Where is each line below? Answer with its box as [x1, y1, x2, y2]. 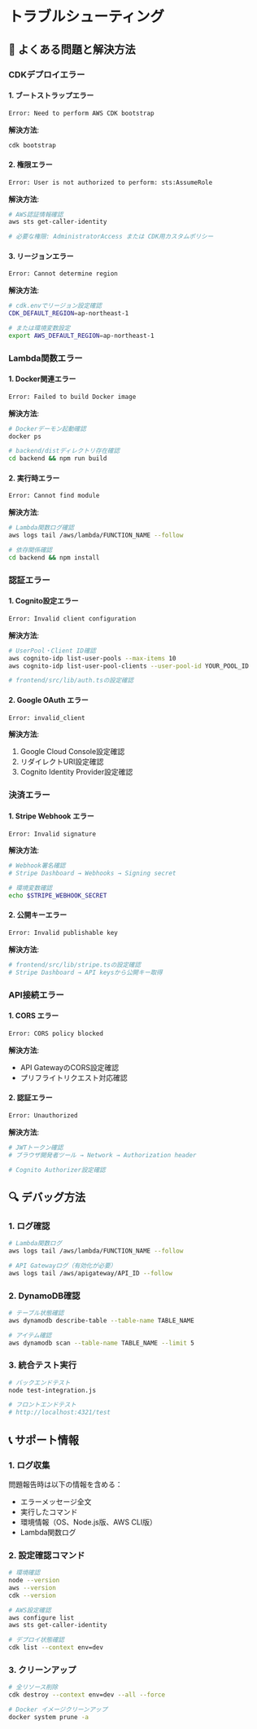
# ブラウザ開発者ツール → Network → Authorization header [8, 1151, 197, 1159]
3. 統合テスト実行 [8, 1359, 77, 1371]
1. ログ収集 [8, 1459, 50, 1471]
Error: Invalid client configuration [8, 614, 137, 623]
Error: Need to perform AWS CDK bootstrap [8, 109, 155, 117]
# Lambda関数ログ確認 [8, 524, 75, 532]
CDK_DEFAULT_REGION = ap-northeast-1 [8, 309, 129, 318]
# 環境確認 [8, 1569, 41, 1577]
